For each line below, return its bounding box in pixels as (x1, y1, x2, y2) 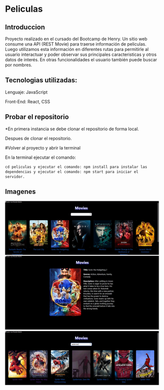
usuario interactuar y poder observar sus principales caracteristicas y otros (5, 51, 157, 57)
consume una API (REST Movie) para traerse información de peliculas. (5, 41, 146, 47)
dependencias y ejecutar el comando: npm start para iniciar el (5, 169, 139, 174)
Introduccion (5, 23, 45, 31)
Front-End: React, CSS (5, 98, 50, 104)
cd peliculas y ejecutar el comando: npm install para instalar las (5, 164, 147, 170)
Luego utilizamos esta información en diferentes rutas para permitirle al (5, 47, 149, 52)
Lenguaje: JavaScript (5, 89, 48, 95)
